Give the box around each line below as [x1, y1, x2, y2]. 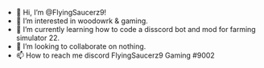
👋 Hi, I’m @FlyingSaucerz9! [15, 8, 107, 17]
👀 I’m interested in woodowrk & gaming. [15, 16, 149, 26]
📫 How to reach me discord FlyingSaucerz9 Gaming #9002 [15, 50, 215, 60]
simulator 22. [15, 33, 60, 42]
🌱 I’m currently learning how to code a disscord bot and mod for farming [15, 25, 256, 34]
